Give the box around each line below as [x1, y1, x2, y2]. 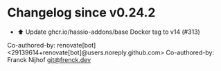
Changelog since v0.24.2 [7, 5, 156, 21]
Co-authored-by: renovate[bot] [7, 41, 96, 49]
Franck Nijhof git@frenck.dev [7, 55, 91, 63]
